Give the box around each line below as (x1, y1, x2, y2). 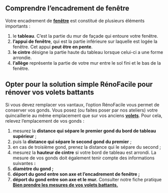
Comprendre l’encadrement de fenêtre (5, 4, 129, 13)
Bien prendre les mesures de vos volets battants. (12, 182, 118, 188)
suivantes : (12, 160, 36, 166)
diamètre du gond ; (12, 166, 54, 172)
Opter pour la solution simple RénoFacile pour (5, 80, 153, 89)
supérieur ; (12, 133, 37, 139)
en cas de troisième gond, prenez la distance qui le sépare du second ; (12, 144, 161, 150)
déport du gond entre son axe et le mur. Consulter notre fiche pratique (12, 176, 162, 182)
